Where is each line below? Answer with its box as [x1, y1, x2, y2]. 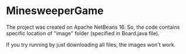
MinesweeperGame [6, 4, 104, 18]
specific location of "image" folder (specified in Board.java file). [6, 29, 160, 36]
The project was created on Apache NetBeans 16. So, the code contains [6, 23, 180, 31]
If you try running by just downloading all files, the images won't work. [6, 41, 176, 48]
